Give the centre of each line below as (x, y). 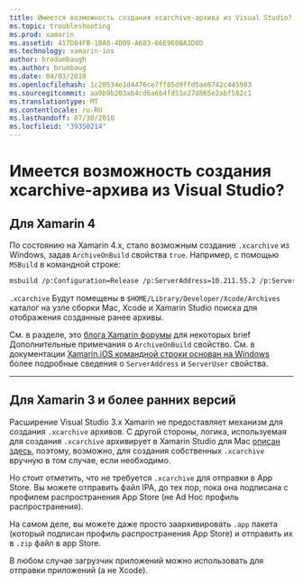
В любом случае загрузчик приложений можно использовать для (137, 561)
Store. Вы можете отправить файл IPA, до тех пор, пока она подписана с (149, 487)
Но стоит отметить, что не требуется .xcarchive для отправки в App (141, 478)
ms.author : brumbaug (48, 68)
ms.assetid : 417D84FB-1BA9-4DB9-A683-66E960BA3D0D (106, 43)
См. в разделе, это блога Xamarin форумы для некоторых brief (130, 334)
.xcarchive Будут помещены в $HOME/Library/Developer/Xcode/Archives (145, 297)
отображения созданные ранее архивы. (87, 317)
